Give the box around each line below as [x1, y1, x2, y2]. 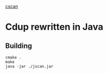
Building [5, 41, 32, 50]
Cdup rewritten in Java [5, 21, 103, 33]
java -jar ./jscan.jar [5, 64, 53, 69]
